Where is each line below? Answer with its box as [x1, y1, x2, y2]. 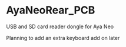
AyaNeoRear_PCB [6, 4, 95, 17]
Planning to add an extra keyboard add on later [6, 34, 120, 41]
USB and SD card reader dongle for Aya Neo [6, 23, 114, 30]
